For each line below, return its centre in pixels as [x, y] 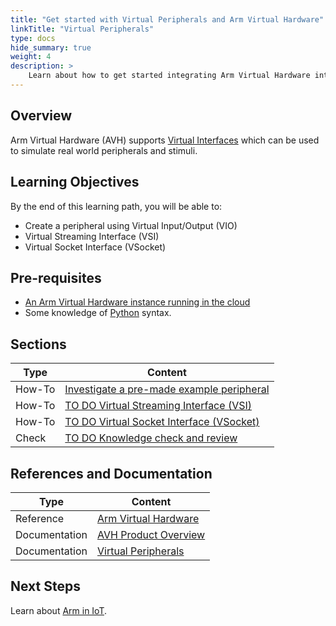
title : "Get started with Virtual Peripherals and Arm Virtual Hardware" [167, 19]
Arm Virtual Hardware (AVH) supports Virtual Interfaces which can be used [165, 140]
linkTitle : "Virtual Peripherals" [82, 29]
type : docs [33, 38]
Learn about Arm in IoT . [59, 610]
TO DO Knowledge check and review [151, 438]
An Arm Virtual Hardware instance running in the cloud [137, 302]
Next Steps [45, 586]
